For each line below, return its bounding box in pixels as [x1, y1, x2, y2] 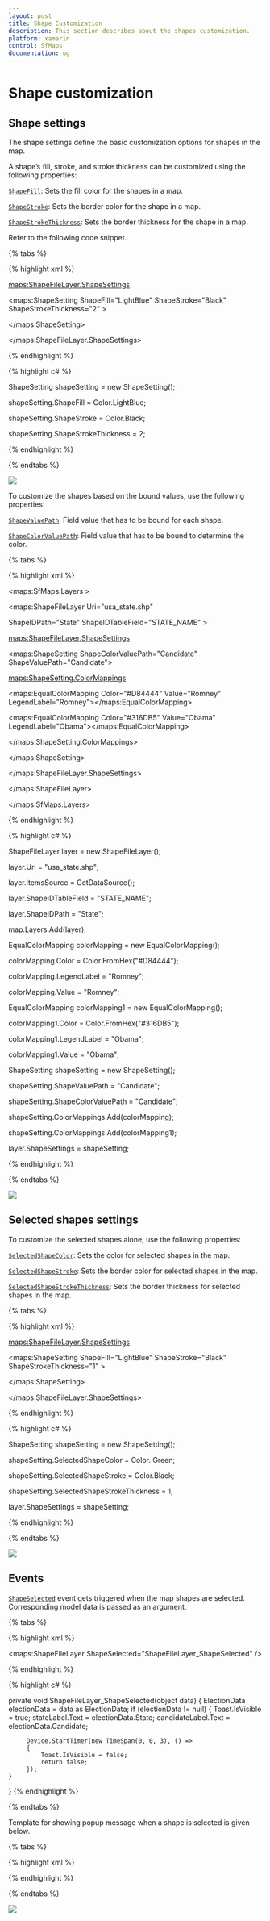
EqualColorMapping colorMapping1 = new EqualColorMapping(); [8, 1003, 223, 1013]
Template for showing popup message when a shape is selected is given [8, 1817, 250, 1827]
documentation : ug [8, 49, 70, 57]
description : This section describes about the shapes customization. [8, 27, 251, 35]
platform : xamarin [8, 34, 70, 43]
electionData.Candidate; [8, 1721, 89, 1731]
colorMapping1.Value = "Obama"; [8, 1050, 119, 1059]
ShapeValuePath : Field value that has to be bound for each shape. [8, 516, 224, 524]
